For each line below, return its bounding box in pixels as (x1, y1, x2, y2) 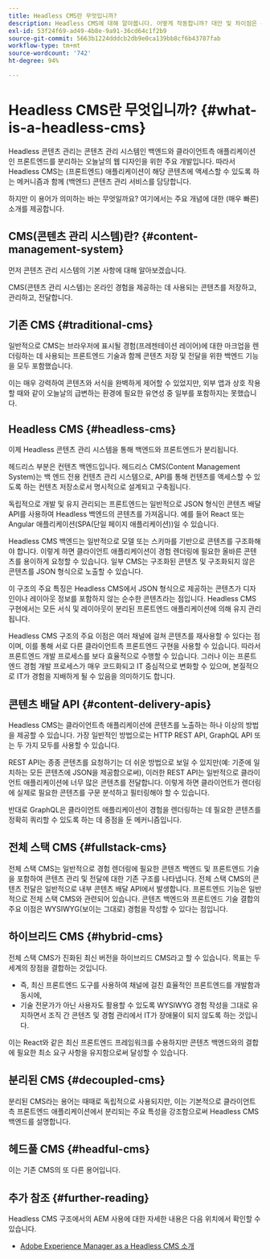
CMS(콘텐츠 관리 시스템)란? (8, 230, 140, 243)
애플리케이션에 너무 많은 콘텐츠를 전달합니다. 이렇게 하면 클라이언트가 (22, 778, 240, 787)
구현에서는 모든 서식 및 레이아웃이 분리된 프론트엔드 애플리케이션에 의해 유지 (8, 604, 247, 613)
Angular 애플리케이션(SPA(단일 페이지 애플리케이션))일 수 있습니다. (8, 519, 219, 529)
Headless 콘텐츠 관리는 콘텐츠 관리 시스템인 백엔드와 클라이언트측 (8, 146, 215, 156)
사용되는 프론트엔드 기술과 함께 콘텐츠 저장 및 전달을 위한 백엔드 (44, 351, 244, 361)
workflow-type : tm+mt (8, 42, 81, 50)
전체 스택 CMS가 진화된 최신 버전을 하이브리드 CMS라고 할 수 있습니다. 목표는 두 (8, 953, 261, 962)
